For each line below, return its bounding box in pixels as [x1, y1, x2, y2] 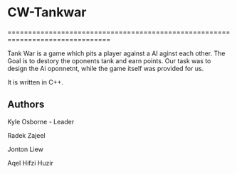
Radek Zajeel [7, 131, 46, 139]
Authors [7, 99, 45, 111]
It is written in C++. [7, 77, 64, 86]
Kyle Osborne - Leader [7, 117, 75, 126]
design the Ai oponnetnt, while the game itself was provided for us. [7, 64, 204, 72]
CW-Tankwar [7, 4, 87, 21]
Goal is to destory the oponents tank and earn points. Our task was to [7, 56, 211, 65]
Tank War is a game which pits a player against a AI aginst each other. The [7, 49, 226, 58]
